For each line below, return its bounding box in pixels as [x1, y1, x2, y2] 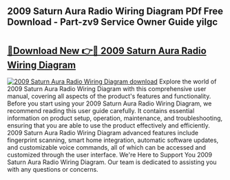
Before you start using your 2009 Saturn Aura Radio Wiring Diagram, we [7, 99, 212, 108]
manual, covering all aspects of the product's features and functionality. [7, 92, 211, 100]
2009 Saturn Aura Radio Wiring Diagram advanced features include [7, 129, 198, 137]
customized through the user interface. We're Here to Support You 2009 [7, 151, 213, 159]
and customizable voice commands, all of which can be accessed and [7, 143, 207, 151]
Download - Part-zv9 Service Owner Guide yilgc [7, 17, 218, 28]
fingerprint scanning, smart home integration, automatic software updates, [7, 136, 219, 144]
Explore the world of [159, 77, 217, 86]
